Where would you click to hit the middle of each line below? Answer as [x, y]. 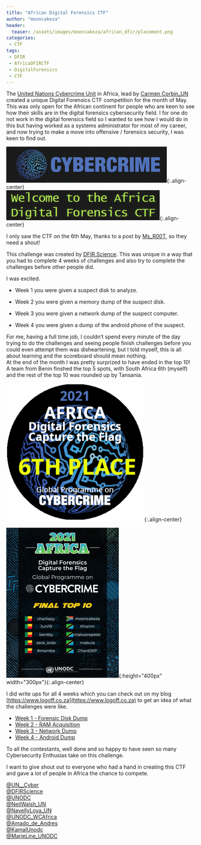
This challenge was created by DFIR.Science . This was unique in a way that [100, 254]
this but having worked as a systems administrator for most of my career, [97, 125]
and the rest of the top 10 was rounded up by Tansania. [74, 375]
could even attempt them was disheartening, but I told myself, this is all [94, 350]
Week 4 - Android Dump [45, 738]
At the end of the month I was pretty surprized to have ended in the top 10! [98, 362]
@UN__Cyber [22, 785]
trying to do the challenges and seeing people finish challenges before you [99, 343]
